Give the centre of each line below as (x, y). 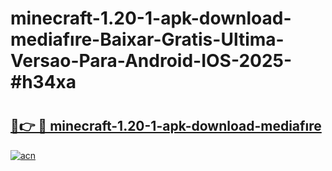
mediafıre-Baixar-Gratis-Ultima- (147, 39)
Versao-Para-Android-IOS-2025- (151, 61)
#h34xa (43, 82)
